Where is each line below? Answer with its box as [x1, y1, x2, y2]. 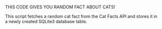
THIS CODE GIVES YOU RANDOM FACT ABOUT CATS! [5, 4, 115, 10]
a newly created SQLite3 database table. [5, 19, 87, 24]
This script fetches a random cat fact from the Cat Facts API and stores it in [5, 14, 158, 19]
